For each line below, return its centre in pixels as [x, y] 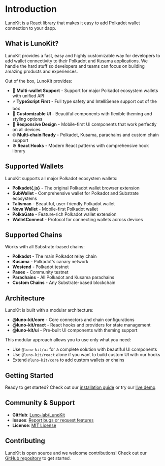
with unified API [28, 95]
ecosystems [25, 198]
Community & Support [40, 403]
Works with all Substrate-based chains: [45, 247]
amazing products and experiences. [42, 71]
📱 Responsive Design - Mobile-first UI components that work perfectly [84, 124]
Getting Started [29, 375]
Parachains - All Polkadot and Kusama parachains [63, 278]
